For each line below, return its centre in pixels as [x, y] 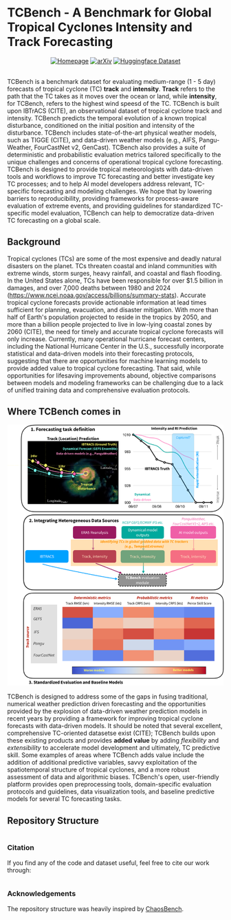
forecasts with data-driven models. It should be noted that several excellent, [115, 726]
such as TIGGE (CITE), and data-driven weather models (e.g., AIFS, [102, 140]
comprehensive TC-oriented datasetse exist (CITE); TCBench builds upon [111, 733]
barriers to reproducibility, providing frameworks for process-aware [103, 198]
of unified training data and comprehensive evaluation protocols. [99, 390]
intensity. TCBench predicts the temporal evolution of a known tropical [107, 118]
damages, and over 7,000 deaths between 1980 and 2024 [89, 287]
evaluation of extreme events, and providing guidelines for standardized [109, 206]
